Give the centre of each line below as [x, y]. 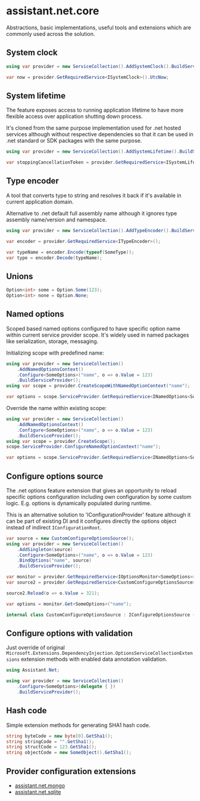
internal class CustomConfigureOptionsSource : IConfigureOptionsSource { [101, 615]
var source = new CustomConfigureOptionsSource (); [70, 538]
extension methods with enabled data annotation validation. [94, 659]
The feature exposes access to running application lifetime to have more [95, 110]
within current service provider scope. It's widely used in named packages [98, 335]
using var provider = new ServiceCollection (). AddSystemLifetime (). [93, 152]
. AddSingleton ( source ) [45, 549]
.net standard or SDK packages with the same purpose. [74, 141]
